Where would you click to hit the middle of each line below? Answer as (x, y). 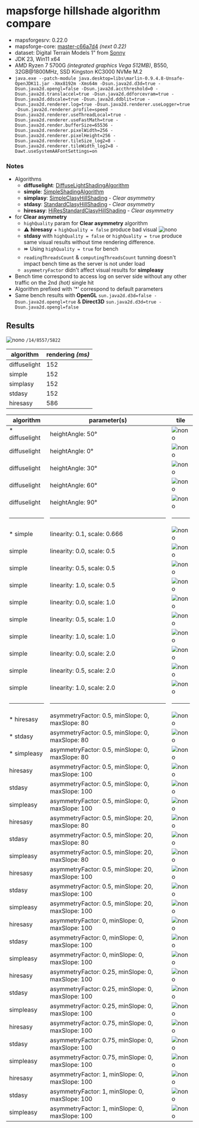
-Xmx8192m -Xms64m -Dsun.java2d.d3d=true (104, 84)
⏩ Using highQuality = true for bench (71, 249)
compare (29, 23)
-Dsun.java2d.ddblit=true (113, 99)
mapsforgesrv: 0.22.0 (41, 40)
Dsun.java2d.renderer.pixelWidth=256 (61, 130)
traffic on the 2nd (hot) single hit (54, 283)
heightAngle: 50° (74, 434)
